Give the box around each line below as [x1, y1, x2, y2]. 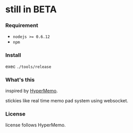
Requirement [5, 22, 39, 29]
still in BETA [5, 4, 57, 15]
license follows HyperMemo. [5, 122, 66, 128]
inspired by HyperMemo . [5, 88, 58, 94]
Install [5, 52, 22, 59]
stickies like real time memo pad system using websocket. [5, 98, 128, 104]
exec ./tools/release [5, 63, 51, 70]
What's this [5, 76, 35, 83]
